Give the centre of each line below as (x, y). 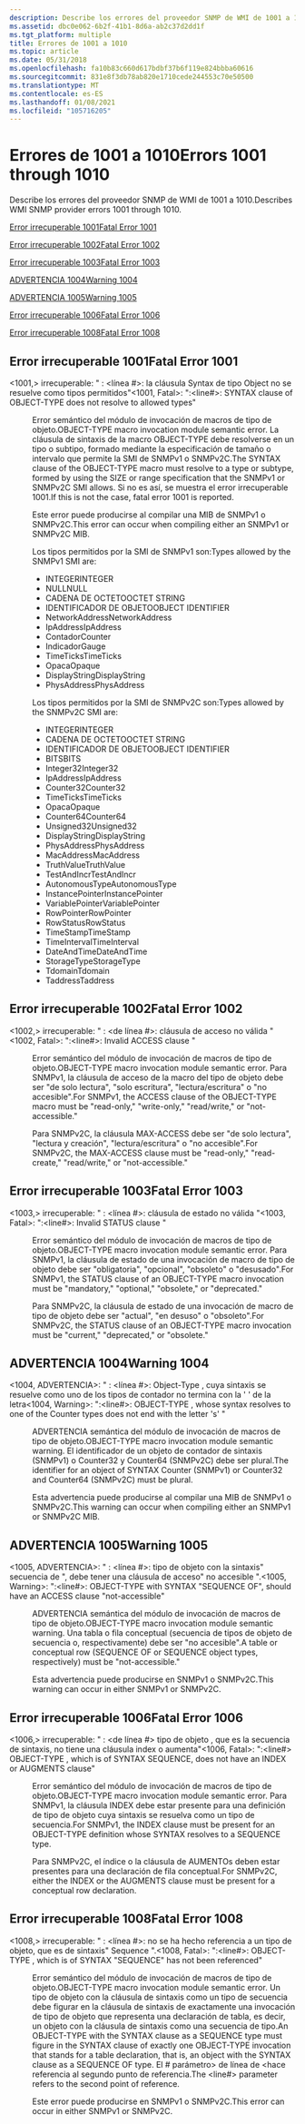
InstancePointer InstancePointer (104, 894)
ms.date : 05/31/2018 (49, 60)
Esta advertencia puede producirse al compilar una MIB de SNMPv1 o (162, 1498)
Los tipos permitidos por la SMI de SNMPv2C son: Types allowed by (158, 703)
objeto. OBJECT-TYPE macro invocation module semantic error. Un (157, 1987)
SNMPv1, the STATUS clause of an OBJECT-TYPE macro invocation (158, 1278)
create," (47, 1162)
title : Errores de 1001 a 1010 (69, 43)
